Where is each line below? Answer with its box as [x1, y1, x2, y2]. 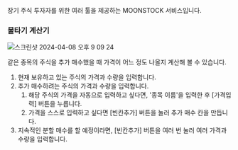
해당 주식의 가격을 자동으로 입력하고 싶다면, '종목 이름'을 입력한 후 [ [28, 91, 215, 99]
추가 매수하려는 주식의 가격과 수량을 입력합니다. [17, 82, 149, 91]
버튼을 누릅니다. [38, 100, 82, 108]
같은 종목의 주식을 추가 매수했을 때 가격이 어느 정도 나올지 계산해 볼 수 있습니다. [7, 58, 227, 67]
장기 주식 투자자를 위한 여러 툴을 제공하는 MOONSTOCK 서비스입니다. [7, 6, 202, 14]
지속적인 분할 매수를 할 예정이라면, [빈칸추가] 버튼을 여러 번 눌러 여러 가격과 [17, 126, 227, 134]
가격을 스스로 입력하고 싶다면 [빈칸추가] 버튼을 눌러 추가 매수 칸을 [28, 108, 210, 117]
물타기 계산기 [7, 25, 50, 35]
